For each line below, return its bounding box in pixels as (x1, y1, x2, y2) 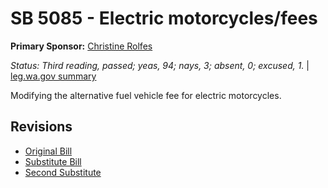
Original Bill (24, 145, 73, 157)
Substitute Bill (24, 155, 82, 167)
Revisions (10, 118, 73, 136)
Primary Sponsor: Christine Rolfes (10, 40, 153, 52)
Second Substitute (24, 166, 102, 178)
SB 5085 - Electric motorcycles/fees (10, 7, 318, 30)
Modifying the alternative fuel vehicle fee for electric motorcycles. (10, 89, 282, 101)
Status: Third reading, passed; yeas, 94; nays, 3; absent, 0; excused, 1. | (10, 59, 310, 71)
